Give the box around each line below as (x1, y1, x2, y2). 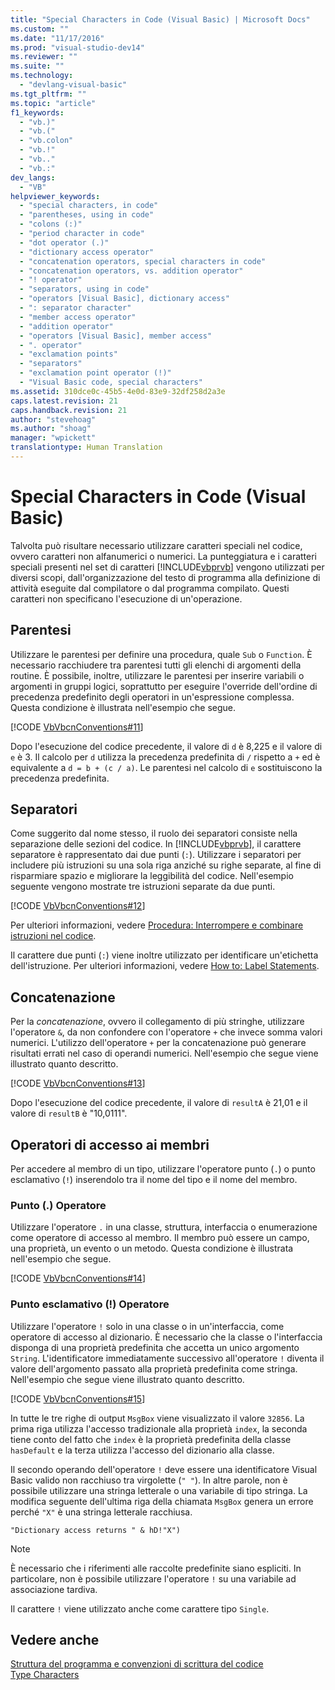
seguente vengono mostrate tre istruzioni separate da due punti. (10, 881, 276, 893)
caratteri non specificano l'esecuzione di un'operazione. (10, 592, 243, 605)
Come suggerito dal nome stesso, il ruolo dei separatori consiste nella (10, 827, 298, 840)
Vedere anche (10, 1632, 100, 1649)
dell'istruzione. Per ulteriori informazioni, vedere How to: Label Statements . (10, 960, 320, 972)
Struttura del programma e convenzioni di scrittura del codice (10, 1658, 264, 1670)
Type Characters (10, 1669, 80, 1681)
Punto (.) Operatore (10, 1198, 107, 1212)
